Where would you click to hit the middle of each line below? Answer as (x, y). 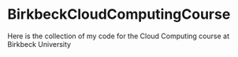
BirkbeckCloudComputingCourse (119, 14)
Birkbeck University (39, 44)
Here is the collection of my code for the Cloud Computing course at (119, 36)
